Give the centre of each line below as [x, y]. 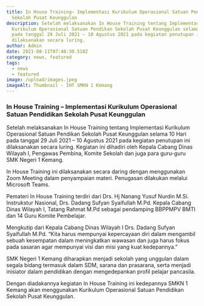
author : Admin [24, 46]
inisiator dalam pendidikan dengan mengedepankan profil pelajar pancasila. [101, 272]
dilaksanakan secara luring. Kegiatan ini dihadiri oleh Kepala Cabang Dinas [100, 147]
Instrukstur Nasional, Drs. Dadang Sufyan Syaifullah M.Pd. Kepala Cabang [99, 203]
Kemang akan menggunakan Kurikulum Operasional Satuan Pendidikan [95, 290]
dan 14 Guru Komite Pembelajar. [46, 216]
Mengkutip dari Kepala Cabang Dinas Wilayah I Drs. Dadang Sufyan [91, 228]
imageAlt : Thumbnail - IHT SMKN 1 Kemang [59, 86]
